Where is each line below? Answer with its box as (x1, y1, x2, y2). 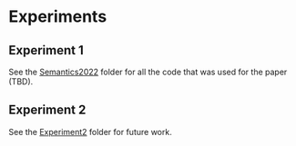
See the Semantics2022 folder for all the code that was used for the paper (8, 66, 288, 77)
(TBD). (8, 76, 34, 87)
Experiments (8, 6, 107, 27)
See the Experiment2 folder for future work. (8, 126, 172, 137)
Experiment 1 (8, 43, 84, 58)
